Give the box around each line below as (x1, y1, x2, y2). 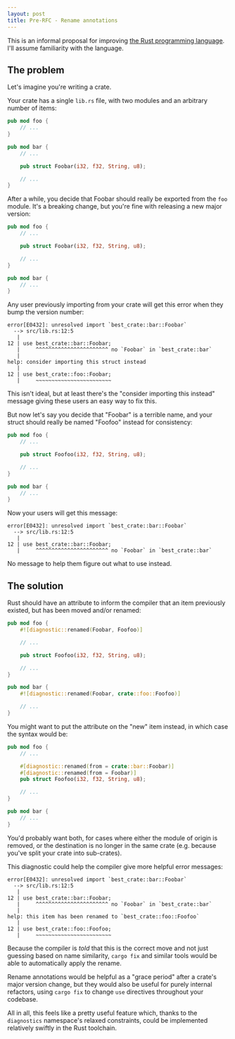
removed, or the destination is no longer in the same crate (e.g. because (7, 841, 217, 849)
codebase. (7, 995, 39, 1003)
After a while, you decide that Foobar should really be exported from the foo (7, 195, 228, 203)
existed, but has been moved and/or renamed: (7, 606, 141, 615)
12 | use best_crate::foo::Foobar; (7, 371, 112, 378)
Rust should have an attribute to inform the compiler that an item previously (7, 598, 226, 607)
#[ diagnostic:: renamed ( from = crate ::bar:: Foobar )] (20, 763, 174, 770)
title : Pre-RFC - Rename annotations (7, 17, 118, 24)
